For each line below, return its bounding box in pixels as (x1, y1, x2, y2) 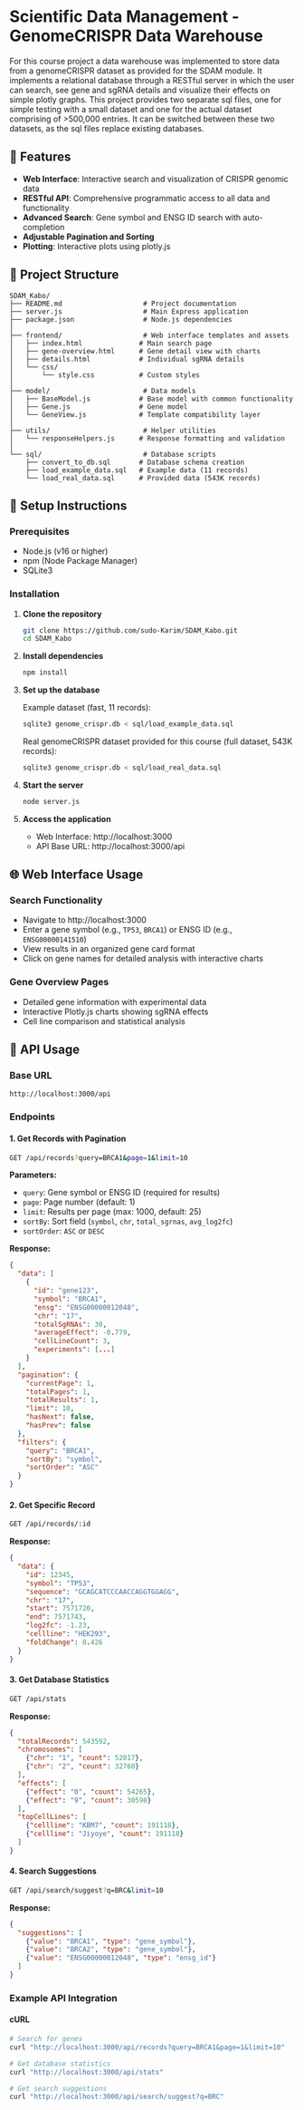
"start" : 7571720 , (25, 1604, 95, 1613)
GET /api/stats (9, 1694, 67, 1703)
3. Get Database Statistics (9, 1674, 109, 1685)
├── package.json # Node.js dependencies (9, 315, 233, 324)
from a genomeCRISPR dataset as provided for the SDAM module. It (9, 65, 262, 76)
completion (22, 221, 65, 232)
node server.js (22, 797, 81, 806)
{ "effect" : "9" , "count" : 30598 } (25, 1795, 152, 1805)
